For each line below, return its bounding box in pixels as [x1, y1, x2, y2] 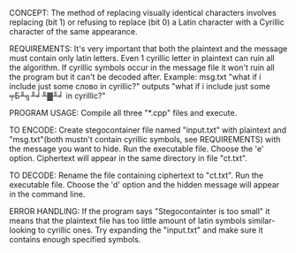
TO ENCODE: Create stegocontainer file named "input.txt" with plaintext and [9, 125, 287, 135]
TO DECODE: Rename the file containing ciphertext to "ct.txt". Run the [9, 170, 263, 180]
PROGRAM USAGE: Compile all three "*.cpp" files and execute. [9, 108, 238, 118]
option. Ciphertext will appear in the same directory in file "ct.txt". [9, 153, 247, 163]
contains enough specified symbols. [9, 234, 141, 244]
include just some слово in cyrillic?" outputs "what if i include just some [9, 81, 271, 91]
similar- [247, 216, 276, 226]
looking [9, 225, 37, 235]
